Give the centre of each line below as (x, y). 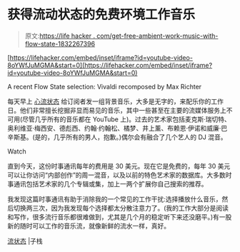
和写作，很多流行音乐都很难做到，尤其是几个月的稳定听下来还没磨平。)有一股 (120, 217)
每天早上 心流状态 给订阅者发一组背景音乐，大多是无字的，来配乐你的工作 (115, 101)
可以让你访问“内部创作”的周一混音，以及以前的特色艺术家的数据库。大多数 (117, 175)
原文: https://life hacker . (60, 36)
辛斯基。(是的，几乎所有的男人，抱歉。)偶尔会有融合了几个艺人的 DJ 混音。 (117, 137)
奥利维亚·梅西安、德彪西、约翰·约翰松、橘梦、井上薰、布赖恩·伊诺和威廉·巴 (117, 128)
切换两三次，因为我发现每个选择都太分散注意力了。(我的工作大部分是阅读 (121, 208)
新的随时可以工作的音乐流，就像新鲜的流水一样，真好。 (89, 226)
